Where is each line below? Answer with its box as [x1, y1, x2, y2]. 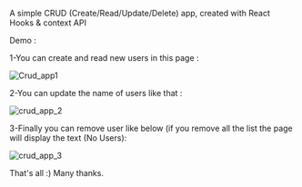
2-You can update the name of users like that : [9, 88, 183, 98]
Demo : [9, 35, 36, 45]
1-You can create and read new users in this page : [9, 53, 199, 63]
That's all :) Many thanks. [9, 168, 105, 178]
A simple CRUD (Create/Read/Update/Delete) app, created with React [9, 8, 271, 18]
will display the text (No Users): [9, 133, 127, 143]
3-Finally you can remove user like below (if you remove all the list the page [9, 123, 293, 133]
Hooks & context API [9, 17, 86, 28]
